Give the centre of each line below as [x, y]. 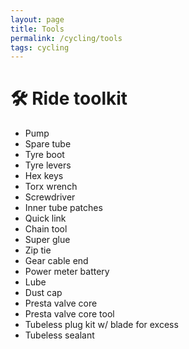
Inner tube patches [63, 208]
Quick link [45, 218]
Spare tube [48, 144]
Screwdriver [50, 197]
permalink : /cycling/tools [66, 38]
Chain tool [46, 229]
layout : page [37, 19]
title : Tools [37, 29]
